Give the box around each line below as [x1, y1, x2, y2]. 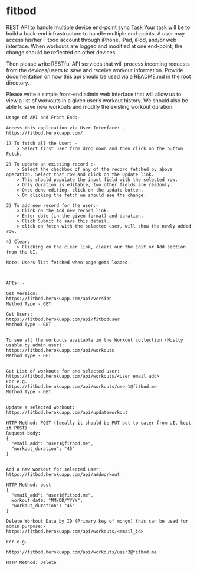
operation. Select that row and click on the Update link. [6, 171, 155, 177]
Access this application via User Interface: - [6, 125, 126, 131]
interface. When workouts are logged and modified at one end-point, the [6, 43, 183, 50]
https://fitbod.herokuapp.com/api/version [6, 296, 112, 302]
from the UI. [6, 249, 38, 255]
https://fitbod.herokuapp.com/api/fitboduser [6, 316, 120, 322]
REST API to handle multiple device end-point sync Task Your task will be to [6, 24, 191, 31]
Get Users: [6, 311, 33, 317]
